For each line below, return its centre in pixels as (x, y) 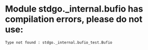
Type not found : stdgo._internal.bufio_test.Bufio (59, 42)
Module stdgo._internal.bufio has (74, 9)
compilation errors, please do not (74, 19)
